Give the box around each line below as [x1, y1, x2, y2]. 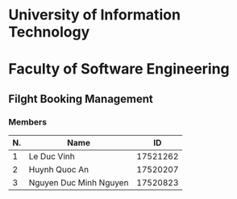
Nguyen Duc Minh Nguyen [28, 177, 129, 188]
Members [8, 116, 47, 127]
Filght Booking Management [8, 91, 153, 106]
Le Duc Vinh [28, 151, 75, 163]
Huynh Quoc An [28, 164, 89, 176]
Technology [8, 23, 90, 41]
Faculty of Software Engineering [8, 60, 230, 78]
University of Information [8, 6, 181, 24]
